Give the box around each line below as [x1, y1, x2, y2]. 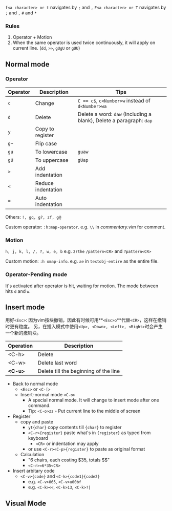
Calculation [20, 452, 45, 458]
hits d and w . [5, 288, 31, 294]
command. [28, 402, 51, 409]
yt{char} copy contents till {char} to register [28, 424, 122, 431]
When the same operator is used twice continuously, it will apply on [12, 39, 156, 46]
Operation [8, 343, 33, 350]
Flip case [35, 140, 57, 147]
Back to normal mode [12, 381, 58, 387]
